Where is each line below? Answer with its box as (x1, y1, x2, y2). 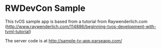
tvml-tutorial (5, 29, 30, 34)
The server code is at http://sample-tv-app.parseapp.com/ (5, 38, 122, 43)
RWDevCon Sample (5, 3, 86, 14)
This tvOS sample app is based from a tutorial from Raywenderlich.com (5, 19, 148, 24)
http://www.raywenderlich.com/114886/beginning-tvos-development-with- (6, 23, 157, 29)
